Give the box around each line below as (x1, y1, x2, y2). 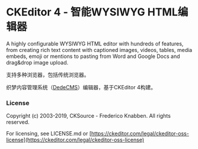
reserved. (6, 119, 30, 126)
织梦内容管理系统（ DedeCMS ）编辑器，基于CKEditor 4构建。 (6, 83, 156, 90)
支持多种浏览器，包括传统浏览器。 (6, 71, 90, 78)
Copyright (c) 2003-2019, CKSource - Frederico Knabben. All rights (6, 112, 171, 119)
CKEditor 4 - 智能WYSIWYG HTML (6, 5, 178, 19)
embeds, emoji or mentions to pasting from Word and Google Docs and (6, 53, 180, 60)
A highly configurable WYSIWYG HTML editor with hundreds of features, (6, 40, 184, 47)
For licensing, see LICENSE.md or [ (6, 130, 92, 137)
